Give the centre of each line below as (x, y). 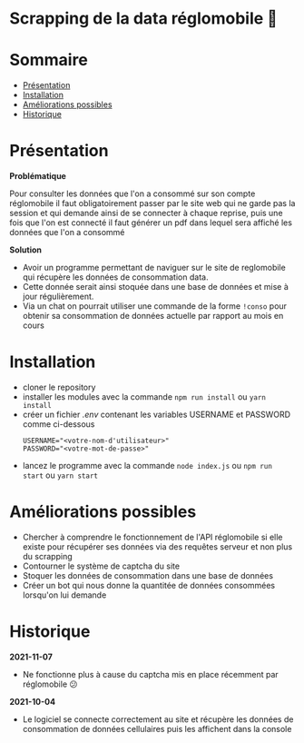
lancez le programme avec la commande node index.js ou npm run (147, 466)
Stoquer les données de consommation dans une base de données (148, 575)
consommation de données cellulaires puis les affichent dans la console (157, 728)
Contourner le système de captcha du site (101, 566)
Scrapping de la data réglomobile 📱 (144, 19)
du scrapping (47, 556)
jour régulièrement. (58, 297)
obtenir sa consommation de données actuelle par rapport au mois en (153, 316)
